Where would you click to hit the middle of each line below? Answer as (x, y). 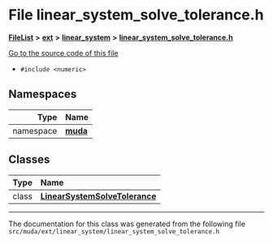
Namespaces (43, 94)
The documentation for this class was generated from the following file (127, 224)
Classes (29, 160)
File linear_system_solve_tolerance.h (136, 15)
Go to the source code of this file (63, 53)
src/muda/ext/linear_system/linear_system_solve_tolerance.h (114, 231)
